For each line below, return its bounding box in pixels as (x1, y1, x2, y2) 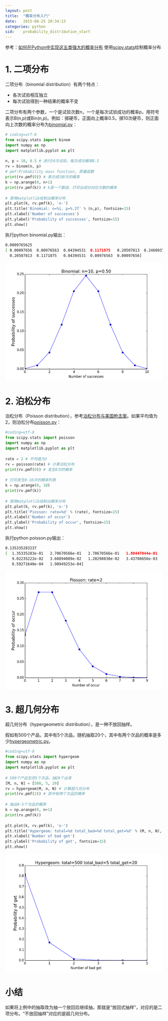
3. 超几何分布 (5, 704, 59, 715)
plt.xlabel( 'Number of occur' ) (5, 515, 70, 520)
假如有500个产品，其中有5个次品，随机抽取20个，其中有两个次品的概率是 (5, 732, 157, 738)
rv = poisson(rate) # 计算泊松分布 (5, 462, 75, 467)
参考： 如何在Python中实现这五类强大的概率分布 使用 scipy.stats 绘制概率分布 (5, 44, 161, 50)
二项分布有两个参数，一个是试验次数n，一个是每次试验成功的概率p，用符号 (5, 109, 159, 115)
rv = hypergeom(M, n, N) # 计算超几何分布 (5, 786, 90, 791)
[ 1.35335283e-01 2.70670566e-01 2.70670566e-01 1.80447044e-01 (5, 551, 157, 556)
